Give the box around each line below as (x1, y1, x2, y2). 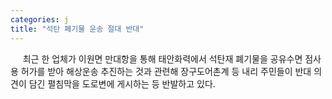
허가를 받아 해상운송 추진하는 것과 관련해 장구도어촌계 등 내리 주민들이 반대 (20, 65, 312, 77)
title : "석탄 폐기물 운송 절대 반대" (10, 24, 145, 34)
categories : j (10, 14, 70, 25)
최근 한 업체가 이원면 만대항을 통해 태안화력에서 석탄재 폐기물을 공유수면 (22, 52, 303, 65)
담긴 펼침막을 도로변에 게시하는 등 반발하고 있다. (28, 77, 216, 90)
